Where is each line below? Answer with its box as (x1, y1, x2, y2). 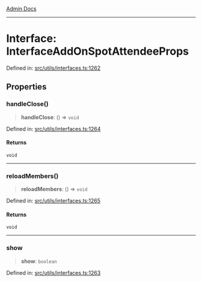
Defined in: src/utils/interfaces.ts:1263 (6, 269, 101, 276)
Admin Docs (6, 5, 37, 12)
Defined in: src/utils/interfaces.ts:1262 (6, 64, 101, 72)
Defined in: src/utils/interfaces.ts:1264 (6, 125, 101, 132)
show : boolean (20, 257, 57, 265)
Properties (6, 82, 47, 92)
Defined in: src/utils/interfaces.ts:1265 (6, 197, 101, 204)
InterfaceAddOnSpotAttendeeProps (6, 44, 189, 58)
